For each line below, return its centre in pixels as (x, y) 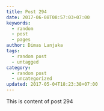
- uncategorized (32, 79)
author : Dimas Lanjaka (35, 46)
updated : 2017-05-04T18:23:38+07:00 (52, 85)
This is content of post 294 (40, 101)
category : (19, 67)
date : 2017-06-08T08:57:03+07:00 (48, 17)
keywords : (19, 23)
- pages (21, 40)
